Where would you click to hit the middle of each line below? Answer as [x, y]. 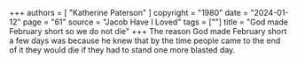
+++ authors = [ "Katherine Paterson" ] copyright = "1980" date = [129, 13]
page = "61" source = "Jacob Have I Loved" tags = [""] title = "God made [155, 22]
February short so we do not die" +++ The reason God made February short [148, 31]
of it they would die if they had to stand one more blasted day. [122, 50]
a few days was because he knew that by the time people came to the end [145, 40]
